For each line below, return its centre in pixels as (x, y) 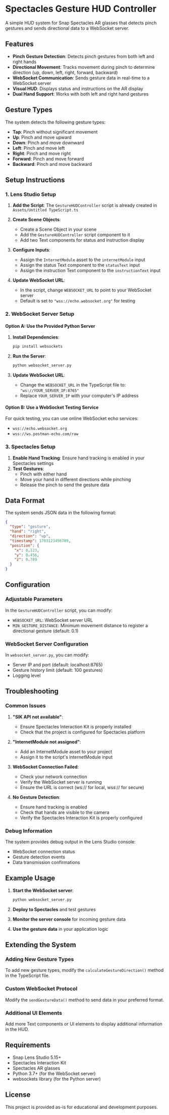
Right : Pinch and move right (42, 153)
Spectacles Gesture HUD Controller (81, 9)
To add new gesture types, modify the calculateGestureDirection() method (84, 970)
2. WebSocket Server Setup (40, 314)
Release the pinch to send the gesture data (65, 485)
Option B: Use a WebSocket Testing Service (52, 407)
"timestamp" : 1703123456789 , (40, 541)
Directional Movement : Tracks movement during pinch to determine (84, 67)
